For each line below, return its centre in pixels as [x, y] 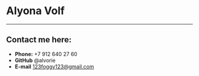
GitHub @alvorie [35, 60]
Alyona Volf [36, 11]
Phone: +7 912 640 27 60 [46, 54]
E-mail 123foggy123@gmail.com [54, 67]
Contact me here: [39, 40]
